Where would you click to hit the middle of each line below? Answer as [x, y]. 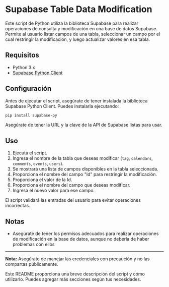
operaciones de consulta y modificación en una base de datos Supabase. [81, 28]
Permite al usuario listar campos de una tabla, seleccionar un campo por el [83, 34]
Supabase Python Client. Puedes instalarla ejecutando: [62, 106]
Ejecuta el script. [30, 153]
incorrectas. [18, 206]
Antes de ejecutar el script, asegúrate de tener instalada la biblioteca [76, 101]
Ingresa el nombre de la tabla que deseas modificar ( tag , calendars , [83, 158]
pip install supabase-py [31, 115]
